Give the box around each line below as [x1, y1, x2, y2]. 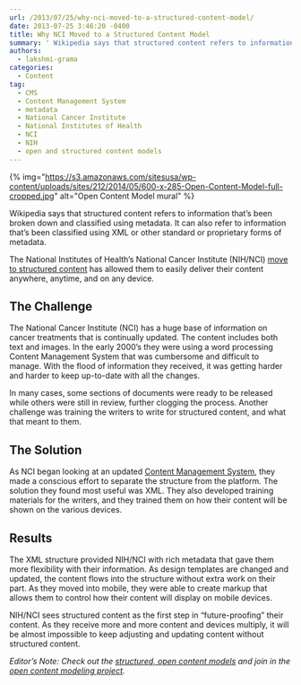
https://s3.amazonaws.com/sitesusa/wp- [44, 171, 197, 182]
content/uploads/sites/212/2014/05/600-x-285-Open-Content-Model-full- [9, 180, 284, 191]
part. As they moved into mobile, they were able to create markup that [9, 583, 268, 593]
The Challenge [9, 299, 93, 314]
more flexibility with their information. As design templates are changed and [9, 564, 289, 575]
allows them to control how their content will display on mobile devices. [9, 593, 273, 603]
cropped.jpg [9, 190, 55, 201]
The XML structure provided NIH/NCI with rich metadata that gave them [9, 554, 275, 566]
